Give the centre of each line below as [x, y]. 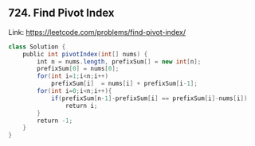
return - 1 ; [55, 121]
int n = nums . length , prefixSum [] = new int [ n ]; [119, 61]
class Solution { [37, 47]
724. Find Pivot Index [61, 13]
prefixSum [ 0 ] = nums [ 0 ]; [78, 69]
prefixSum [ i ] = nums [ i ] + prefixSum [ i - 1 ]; [124, 84]
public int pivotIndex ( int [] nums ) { [85, 54]
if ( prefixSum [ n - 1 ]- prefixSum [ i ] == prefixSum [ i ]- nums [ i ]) [149, 98]
